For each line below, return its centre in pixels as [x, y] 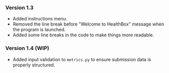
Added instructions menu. [40, 19]
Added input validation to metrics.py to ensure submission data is [82, 59]
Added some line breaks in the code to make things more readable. [83, 35]
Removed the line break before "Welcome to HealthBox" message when [88, 24]
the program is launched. [39, 30]
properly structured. [34, 65]
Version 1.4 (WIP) [27, 48]
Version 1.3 [20, 8]
